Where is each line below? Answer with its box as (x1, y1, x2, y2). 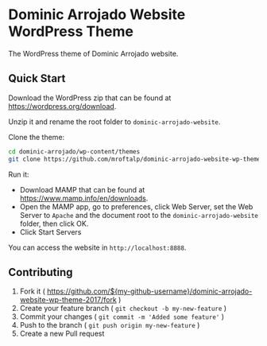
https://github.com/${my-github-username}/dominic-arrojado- (46, 286, 253, 296)
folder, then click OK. (19, 219, 89, 228)
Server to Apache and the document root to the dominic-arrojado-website (19, 210, 259, 220)
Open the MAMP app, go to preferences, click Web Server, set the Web (19, 201, 253, 212)
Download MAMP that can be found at (19, 185, 145, 194)
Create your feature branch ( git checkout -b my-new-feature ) (19, 304, 227, 313)
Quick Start (8, 72, 66, 85)
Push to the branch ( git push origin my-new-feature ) (19, 321, 200, 330)
